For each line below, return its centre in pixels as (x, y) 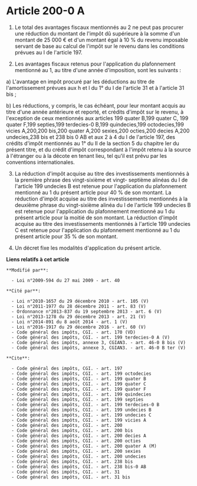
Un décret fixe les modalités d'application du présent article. (88, 248)
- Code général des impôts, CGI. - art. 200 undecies (79, 456)
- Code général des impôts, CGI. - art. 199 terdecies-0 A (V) (91, 337)
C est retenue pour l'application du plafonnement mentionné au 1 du (97, 230)
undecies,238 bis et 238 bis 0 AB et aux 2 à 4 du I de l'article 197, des (91, 137)
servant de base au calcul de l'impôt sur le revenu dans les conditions (99, 46)
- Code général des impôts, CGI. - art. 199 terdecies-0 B (86, 404)
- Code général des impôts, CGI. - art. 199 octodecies (81, 374)
